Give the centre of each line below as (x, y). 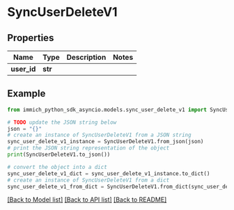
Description (86, 57)
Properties (31, 38)
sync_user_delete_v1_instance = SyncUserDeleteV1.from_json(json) (106, 142)
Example (26, 94)
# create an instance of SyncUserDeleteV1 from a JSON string (99, 135)
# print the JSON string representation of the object (88, 148)
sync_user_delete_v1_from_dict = (56, 186)
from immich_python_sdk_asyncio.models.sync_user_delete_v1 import (107, 110)
